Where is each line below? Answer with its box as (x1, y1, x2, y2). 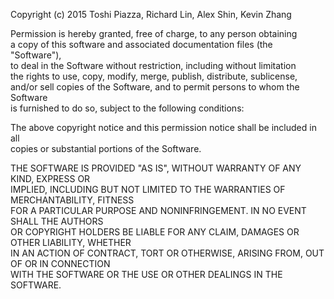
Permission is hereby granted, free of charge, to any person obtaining (10, 28, 298, 39)
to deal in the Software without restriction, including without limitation (10, 60, 297, 71)
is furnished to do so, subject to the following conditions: (10, 102, 245, 114)
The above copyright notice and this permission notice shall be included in (10, 122, 317, 133)
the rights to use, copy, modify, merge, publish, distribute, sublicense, (10, 70, 298, 82)
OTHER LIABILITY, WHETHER (10, 237, 132, 248)
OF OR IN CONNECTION (10, 258, 111, 269)
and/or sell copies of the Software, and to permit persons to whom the (10, 81, 300, 93)
